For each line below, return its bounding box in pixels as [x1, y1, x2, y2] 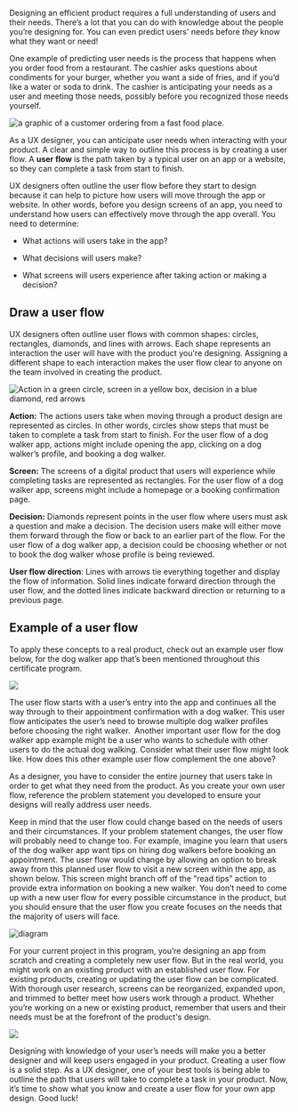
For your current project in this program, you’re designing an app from [9, 945, 267, 955]
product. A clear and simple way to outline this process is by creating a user [9, 144, 287, 155]
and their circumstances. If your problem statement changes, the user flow [9, 826, 284, 836]
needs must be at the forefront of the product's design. [9, 1011, 212, 1022]
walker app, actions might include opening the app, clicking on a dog [9, 439, 262, 449]
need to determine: [9, 218, 79, 229]
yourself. [9, 101, 42, 110]
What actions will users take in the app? [21, 236, 168, 246]
